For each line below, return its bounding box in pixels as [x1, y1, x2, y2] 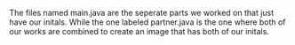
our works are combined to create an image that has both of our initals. [9, 26, 269, 36]
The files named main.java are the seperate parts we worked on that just [9, 8, 275, 18]
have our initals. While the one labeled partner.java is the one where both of [9, 17, 286, 27]
